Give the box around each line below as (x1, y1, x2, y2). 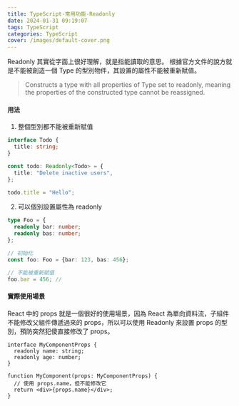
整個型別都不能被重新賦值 (17, 123, 93, 131)
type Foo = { (7, 217, 46, 224)
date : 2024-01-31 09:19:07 (7, 17, 88, 24)
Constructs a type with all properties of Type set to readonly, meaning (24, 80, 231, 89)
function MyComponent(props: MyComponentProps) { (7, 372, 158, 380)
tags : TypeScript (7, 24, 59, 31)
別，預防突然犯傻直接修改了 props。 (7, 327, 114, 335)
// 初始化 (7, 249, 34, 256)
